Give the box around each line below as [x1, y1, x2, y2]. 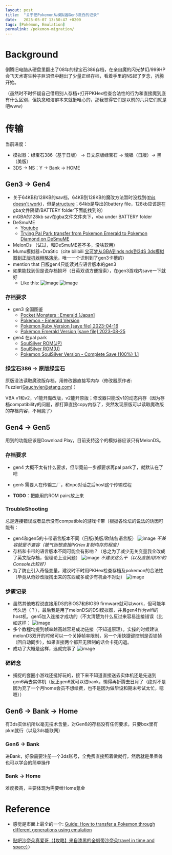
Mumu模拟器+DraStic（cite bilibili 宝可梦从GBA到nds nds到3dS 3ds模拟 [12, 248, 165, 254]
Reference [5, 803, 50, 815]
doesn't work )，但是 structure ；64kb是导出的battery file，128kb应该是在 [12, 201, 166, 207]
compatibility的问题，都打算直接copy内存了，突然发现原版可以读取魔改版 [9, 402, 164, 408]
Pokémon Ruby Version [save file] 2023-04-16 [20, 323, 119, 329]
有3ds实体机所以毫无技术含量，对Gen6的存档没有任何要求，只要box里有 [5, 721, 158, 727]
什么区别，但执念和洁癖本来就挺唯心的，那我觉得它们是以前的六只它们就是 [9, 97, 167, 103]
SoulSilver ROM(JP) [20, 340, 62, 347]
